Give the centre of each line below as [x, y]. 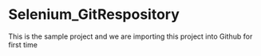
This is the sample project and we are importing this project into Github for [130, 36]
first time [23, 44]
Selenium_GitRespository [94, 15]
